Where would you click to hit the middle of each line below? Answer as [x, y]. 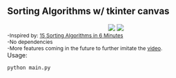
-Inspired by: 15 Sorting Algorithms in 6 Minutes [65, 35]
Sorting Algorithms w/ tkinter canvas [88, 11]
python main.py [29, 68]
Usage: [17, 55]
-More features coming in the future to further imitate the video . [85, 48]
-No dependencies [30, 41]
